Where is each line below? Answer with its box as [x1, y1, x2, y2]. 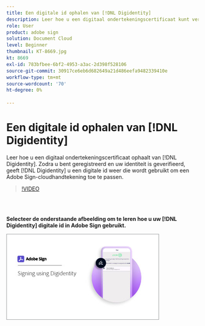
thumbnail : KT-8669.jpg [6, 49, 67, 55]
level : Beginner [6, 42, 48, 48]
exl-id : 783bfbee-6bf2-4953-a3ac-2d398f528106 [6, 61, 127, 67]
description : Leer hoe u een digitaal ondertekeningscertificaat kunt [6, 16, 190, 23]
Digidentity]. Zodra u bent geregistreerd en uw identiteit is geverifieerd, [6, 160, 185, 167]
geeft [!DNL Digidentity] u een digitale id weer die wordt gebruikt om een [6, 167, 189, 174]
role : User [6, 23, 34, 29]
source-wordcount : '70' [6, 81, 67, 87]
